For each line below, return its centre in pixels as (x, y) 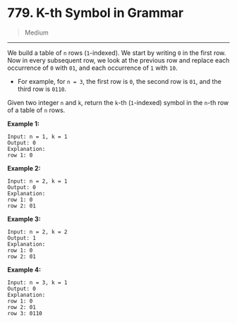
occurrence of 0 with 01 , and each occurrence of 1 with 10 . (92, 68)
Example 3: (24, 219)
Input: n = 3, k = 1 (38, 282)
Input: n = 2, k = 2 (38, 232)
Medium (37, 32)
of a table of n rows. (36, 110)
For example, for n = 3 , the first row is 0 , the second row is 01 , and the (120, 81)
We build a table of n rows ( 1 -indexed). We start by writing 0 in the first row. (117, 53)
